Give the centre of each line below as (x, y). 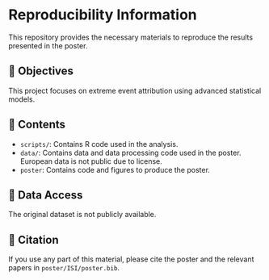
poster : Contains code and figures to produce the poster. (115, 169)
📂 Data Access (46, 195)
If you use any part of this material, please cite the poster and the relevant (131, 259)
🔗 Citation (34, 240)
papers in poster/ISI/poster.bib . (64, 268)
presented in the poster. (48, 45)
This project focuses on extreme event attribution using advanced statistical (135, 90)
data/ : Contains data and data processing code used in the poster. (130, 153)
